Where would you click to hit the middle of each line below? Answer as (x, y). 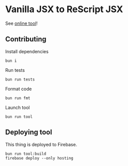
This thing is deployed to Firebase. (41, 144)
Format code (18, 89)
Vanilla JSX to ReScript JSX (64, 9)
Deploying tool (29, 132)
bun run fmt (18, 98)
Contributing (26, 39)
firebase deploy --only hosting (39, 158)
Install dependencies (27, 51)
